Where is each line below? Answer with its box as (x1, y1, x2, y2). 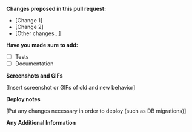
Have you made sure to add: (6, 42, 79, 48)
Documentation (15, 60, 54, 67)
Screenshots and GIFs (6, 72, 63, 79)
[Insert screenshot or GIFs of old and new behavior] (6, 84, 136, 91)
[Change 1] (15, 17, 43, 24)
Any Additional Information (6, 119, 76, 127)
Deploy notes (6, 96, 41, 103)
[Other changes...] (15, 30, 61, 37)
